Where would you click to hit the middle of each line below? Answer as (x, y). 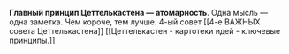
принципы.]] (32, 40)
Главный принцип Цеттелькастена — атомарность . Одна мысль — (138, 13)
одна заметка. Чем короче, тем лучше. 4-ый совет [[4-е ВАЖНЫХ (135, 22)
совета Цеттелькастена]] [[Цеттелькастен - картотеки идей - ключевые (145, 31)
